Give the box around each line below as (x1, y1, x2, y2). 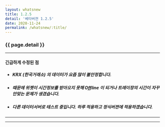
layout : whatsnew (5, 7, 41, 12)
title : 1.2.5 (5, 12, 32, 17)
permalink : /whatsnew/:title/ (5, 25, 67, 30)
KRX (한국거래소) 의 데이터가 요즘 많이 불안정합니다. (12, 71, 112, 77)
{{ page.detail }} (5, 42, 45, 48)
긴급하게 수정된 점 (5, 60, 39, 65)
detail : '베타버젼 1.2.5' (5, 16, 54, 21)
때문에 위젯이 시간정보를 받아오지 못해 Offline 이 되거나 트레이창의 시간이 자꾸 (12, 85, 160, 90)
